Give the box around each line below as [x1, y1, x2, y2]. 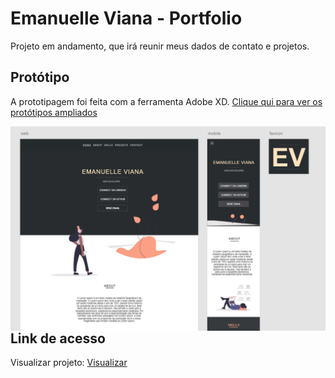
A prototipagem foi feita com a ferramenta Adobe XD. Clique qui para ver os [10, 95, 323, 107]
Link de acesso [10, 330, 106, 347]
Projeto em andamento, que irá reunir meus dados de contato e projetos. [10, 40, 310, 52]
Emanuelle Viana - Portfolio [10, 7, 243, 30]
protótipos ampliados [10, 106, 98, 118]
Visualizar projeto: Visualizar [10, 356, 128, 368]
